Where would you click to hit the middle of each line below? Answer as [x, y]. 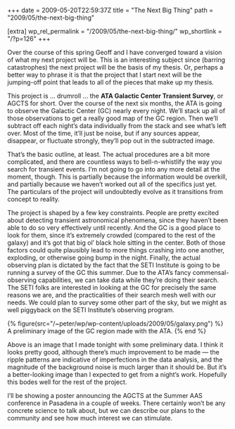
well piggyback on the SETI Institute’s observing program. [91, 310]
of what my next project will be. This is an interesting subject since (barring [116, 60]
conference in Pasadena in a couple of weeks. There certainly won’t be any [116, 403]
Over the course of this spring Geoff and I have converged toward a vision [115, 52]
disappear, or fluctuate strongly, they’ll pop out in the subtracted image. [111, 141]
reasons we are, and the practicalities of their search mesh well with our [112, 295]
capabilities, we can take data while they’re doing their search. [129, 280]
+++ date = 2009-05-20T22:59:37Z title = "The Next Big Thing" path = [110, 10]
